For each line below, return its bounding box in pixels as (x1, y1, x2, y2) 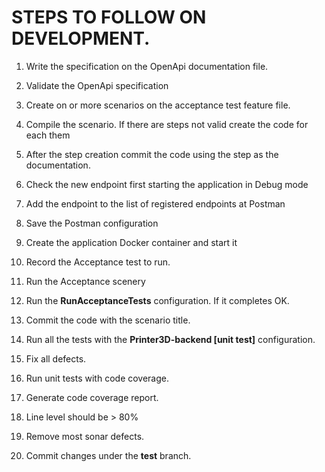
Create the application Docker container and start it (25, 236, 238, 248)
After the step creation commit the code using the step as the (25, 148, 279, 160)
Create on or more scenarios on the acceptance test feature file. (25, 99, 291, 111)
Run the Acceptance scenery (25, 275, 146, 287)
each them (25, 129, 71, 141)
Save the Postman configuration (25, 217, 159, 229)
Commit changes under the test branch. (25, 449, 192, 461)
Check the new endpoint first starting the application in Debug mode (25, 178, 309, 190)
